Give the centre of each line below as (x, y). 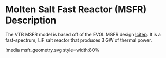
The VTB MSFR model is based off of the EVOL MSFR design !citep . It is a (83, 34)
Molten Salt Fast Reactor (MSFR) (76, 9)
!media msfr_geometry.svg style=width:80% (52, 50)
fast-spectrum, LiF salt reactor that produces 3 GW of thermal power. (79, 40)
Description (31, 20)
